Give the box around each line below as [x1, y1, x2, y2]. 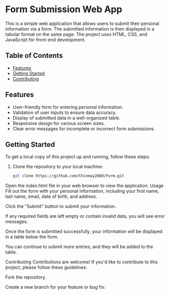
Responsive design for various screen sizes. [12, 120, 105, 126]
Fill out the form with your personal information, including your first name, [5, 188, 159, 194]
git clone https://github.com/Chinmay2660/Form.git [12, 173, 124, 179]
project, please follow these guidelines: [5, 264, 87, 271]
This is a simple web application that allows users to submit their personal [5, 20, 160, 26]
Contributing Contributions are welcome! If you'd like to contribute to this [5, 259, 158, 265]
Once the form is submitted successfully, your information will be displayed [5, 228, 163, 234]
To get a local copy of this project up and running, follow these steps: [5, 154, 150, 160]
